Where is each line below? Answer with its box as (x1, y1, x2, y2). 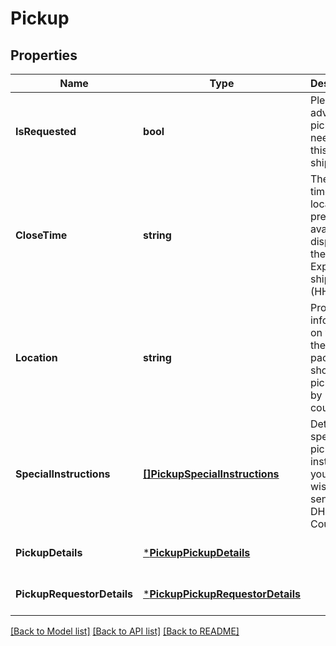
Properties (10, 47, 78, 64)
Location (15, 351, 58, 364)
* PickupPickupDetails (143, 546, 251, 559)
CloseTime (15, 228, 68, 242)
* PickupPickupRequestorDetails (143, 587, 301, 601)
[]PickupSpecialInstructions (143, 467, 280, 481)
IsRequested (15, 125, 77, 138)
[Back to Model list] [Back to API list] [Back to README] (10, 625, 240, 637)
